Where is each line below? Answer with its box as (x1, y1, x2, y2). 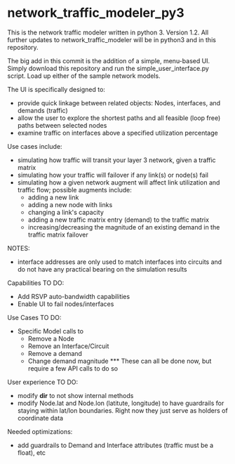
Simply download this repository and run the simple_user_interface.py (7, 64, 209, 72)
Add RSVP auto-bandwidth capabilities (17, 292, 130, 300)
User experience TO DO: (7, 378, 79, 386)
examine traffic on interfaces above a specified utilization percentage (17, 128, 219, 137)
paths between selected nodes (17, 121, 107, 129)
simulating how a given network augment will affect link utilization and (17, 178, 220, 187)
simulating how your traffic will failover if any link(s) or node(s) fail (17, 171, 209, 179)
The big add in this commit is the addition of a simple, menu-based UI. (7, 56, 210, 65)
